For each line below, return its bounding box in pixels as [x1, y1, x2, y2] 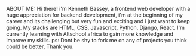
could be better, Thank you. [6, 43, 74, 50]
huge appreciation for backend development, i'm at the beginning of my [6, 11, 183, 18]
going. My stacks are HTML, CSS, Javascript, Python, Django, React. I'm [6, 24, 185, 31]
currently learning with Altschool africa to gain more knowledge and [6, 30, 174, 38]
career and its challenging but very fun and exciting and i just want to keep [6, 18, 190, 24]
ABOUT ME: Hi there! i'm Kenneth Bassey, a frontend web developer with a [6, 5, 191, 12]
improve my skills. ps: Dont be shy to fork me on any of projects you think [6, 37, 187, 43]
